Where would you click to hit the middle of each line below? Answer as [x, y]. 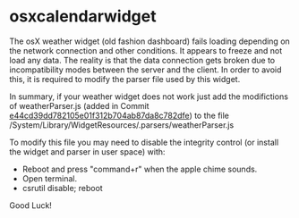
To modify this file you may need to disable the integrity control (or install [144, 142]
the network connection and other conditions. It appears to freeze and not [146, 50]
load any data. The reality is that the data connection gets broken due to [142, 60]
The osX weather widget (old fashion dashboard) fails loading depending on [150, 41]
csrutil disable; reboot [62, 188]
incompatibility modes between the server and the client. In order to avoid [145, 70]
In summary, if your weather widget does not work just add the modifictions [149, 96]
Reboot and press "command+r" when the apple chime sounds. [140, 169]
